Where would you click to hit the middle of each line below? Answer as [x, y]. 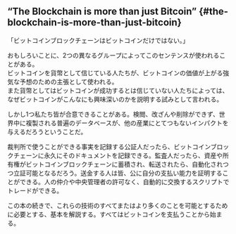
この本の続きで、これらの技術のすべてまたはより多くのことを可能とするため [118, 205]
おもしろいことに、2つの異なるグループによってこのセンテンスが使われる [113, 55]
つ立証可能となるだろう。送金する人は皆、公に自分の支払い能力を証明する [115, 173]
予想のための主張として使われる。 [69, 82]
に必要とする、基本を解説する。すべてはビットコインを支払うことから [108, 214]
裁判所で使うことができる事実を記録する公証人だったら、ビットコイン [109, 146]
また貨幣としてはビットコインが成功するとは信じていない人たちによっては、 [118, 90]
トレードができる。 [35, 190]
